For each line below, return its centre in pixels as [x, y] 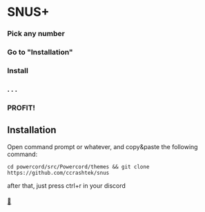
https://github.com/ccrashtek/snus [58, 173]
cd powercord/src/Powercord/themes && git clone [78, 166]
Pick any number [36, 34]
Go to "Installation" [40, 52]
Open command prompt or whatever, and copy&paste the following [102, 146]
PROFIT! [21, 108]
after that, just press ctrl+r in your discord [67, 185]
